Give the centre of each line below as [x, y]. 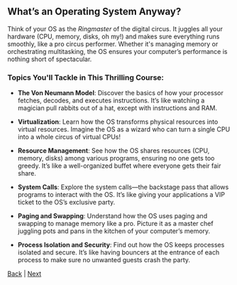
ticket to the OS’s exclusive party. [66, 203]
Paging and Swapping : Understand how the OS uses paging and [112, 216]
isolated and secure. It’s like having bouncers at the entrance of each [118, 252]
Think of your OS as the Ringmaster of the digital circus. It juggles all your [115, 28]
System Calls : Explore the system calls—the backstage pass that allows [123, 187]
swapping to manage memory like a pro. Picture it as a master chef [116, 224]
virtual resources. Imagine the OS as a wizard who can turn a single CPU [124, 129]
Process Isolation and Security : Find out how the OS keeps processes [121, 245]
